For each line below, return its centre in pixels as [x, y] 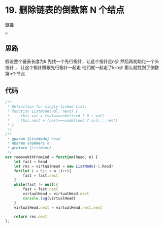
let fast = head [31, 162]
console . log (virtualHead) [49, 198]
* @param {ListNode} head [34, 139]
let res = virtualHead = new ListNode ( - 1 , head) [64, 166]
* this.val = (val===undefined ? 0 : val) [56, 116]
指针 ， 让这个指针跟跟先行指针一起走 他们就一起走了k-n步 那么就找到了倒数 [82, 67]
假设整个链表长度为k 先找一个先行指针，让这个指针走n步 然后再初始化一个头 [82, 61]
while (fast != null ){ [36, 185]
